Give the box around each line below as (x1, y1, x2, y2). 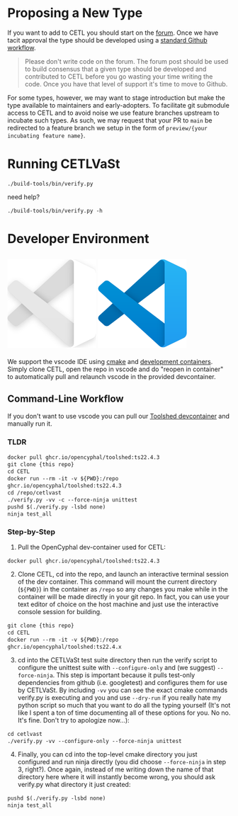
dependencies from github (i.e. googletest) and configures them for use (17, 679, 228, 687)
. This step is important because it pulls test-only (52, 671, 195, 679)
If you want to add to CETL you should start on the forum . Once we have (7, 28, 219, 37)
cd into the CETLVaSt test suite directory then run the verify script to (17, 656, 217, 664)
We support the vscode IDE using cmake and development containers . (7, 357, 213, 365)
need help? (7, 193, 40, 201)
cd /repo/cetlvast (7, 489, 62, 497)
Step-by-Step (7, 526, 55, 536)
